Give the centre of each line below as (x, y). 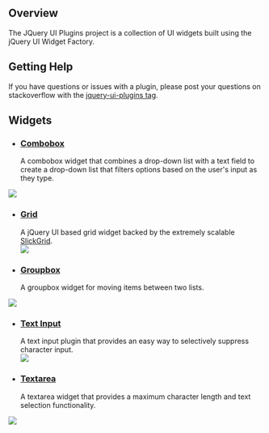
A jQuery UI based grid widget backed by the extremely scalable (128, 232)
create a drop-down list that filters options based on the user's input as (139, 170)
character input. (47, 350)
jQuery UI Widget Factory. (52, 41)
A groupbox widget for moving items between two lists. (112, 287)
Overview (34, 13)
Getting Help (41, 67)
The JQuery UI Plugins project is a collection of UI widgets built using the (130, 32)
